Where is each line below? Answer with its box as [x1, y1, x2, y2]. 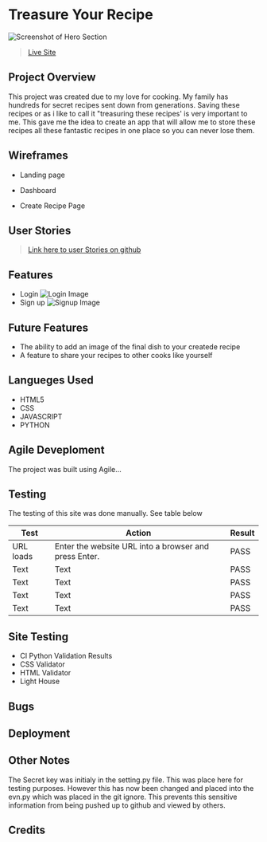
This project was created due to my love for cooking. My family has [8, 92, 229, 101]
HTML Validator [19, 668, 72, 678]
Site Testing [8, 630, 69, 643]
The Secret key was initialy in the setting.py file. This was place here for [8, 775, 244, 785]
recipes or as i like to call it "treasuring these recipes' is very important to [8, 108, 248, 118]
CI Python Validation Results [19, 651, 113, 661]
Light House [19, 676, 60, 687]
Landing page [19, 170, 65, 179]
